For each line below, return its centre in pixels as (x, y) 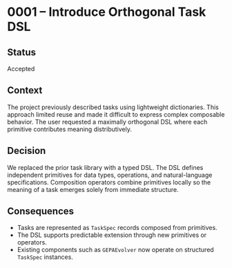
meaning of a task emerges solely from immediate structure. (93, 189)
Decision (27, 151)
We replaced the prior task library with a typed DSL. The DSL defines (105, 167)
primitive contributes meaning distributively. (70, 129)
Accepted (21, 69)
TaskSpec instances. (45, 257)
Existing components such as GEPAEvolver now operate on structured (115, 250)
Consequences (41, 211)
